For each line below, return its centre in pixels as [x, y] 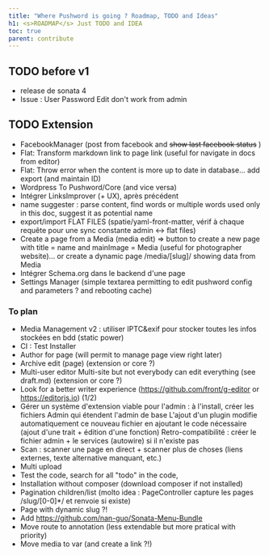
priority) [34, 536]
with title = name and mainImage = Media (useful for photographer [131, 247]
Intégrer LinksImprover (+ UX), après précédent [99, 196]
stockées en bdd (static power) [72, 337]
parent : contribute [41, 38]
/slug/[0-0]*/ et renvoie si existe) [75, 501]
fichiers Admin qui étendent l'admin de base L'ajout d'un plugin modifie [139, 415]
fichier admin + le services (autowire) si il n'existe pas [109, 441]
